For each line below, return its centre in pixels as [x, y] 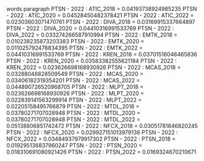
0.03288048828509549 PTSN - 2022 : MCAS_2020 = [75, 74]
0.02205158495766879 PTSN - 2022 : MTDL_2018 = [73, 106]
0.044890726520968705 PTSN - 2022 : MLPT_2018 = [75, 87]
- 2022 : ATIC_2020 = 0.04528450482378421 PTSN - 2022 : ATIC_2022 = [100, 15]
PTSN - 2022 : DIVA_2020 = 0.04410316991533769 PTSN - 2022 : [90, 28]
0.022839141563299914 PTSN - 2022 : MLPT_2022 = [74, 100]
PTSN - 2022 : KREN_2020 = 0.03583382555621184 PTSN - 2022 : [92, 61]
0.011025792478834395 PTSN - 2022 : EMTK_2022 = [74, 48]
